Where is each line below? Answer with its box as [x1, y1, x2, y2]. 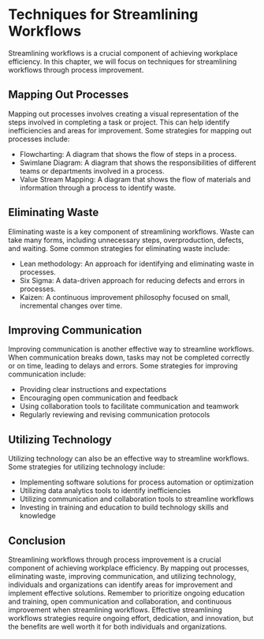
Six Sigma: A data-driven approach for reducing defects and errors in [19, 275, 245, 285]
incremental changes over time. [19, 301, 123, 310]
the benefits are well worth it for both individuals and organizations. [8, 622, 227, 631]
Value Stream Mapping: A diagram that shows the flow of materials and [19, 174, 251, 184]
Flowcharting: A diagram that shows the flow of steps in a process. [19, 149, 237, 159]
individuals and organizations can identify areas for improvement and [8, 580, 233, 589]
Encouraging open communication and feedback [19, 393, 179, 403]
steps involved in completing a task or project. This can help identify [8, 117, 230, 127]
